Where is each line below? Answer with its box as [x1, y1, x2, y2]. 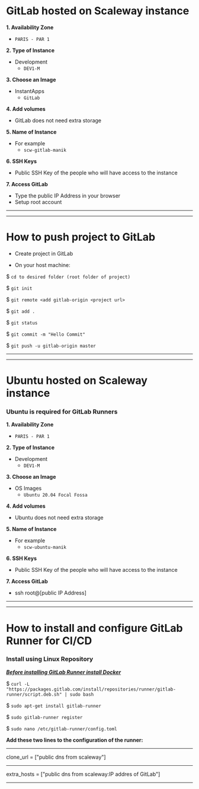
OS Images [14, 485, 42, 492]
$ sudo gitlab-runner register [6, 713, 83, 720]
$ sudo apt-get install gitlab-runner [6, 702, 102, 709]
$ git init [6, 284, 33, 291]
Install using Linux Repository [6, 655, 94, 663]
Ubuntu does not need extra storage [14, 514, 104, 521]
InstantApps [14, 87, 44, 94]
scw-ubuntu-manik [23, 545, 67, 551]
